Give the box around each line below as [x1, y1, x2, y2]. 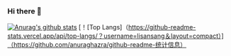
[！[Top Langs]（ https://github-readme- [78, 23, 196, 31]
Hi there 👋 [7, 6, 43, 16]
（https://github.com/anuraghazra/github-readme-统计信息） [7, 41, 186, 49]
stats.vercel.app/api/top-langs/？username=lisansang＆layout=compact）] [7, 31, 225, 41]
